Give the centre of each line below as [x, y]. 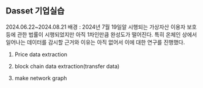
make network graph [41, 78]
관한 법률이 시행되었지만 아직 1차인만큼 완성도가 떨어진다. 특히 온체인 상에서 [107, 34]
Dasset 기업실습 [35, 11]
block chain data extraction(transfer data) [67, 66]
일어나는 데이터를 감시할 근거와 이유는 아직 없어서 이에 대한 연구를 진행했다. [95, 42]
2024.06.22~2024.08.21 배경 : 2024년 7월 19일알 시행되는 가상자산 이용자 [96, 27]
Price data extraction [41, 54]
